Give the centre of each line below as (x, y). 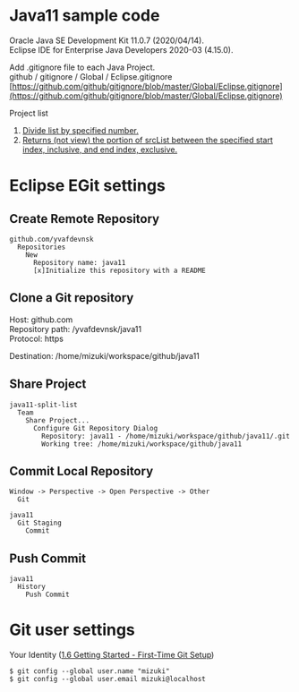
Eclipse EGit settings (87, 186)
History (32, 587)
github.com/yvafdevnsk (51, 239)
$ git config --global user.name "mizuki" (90, 671)
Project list (29, 113)
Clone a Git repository (72, 298)
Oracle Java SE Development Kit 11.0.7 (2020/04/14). (107, 40)
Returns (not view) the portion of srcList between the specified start (147, 140)
